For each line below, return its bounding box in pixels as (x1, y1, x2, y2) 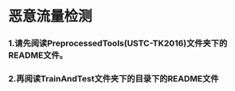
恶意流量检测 (8, 7, 93, 26)
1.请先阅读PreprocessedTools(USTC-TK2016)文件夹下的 (8, 38, 228, 49)
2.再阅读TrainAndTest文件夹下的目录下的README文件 (8, 73, 219, 85)
